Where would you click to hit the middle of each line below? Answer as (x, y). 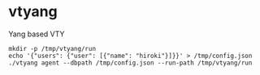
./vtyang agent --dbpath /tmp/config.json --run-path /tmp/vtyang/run (130, 63)
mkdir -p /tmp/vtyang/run (52, 48)
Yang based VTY (37, 34)
